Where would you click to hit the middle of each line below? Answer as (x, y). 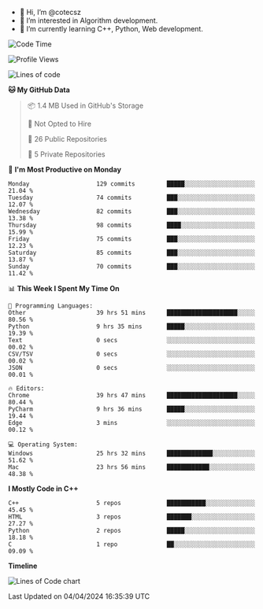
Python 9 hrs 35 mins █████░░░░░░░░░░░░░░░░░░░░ (132, 327)
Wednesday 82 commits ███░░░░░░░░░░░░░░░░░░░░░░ (132, 212)
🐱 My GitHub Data (39, 90)
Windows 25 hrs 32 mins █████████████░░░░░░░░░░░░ (132, 453)
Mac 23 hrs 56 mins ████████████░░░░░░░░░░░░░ (132, 467)
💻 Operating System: (43, 445)
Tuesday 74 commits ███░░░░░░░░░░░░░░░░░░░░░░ (132, 197)
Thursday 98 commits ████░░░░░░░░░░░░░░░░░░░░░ (132, 225)
